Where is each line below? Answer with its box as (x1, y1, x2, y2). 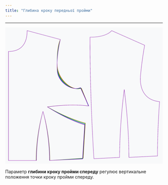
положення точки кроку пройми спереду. (5, 174, 94, 180)
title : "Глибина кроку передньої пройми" (5, 8, 93, 13)
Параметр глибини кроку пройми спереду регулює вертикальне (5, 169, 146, 175)
